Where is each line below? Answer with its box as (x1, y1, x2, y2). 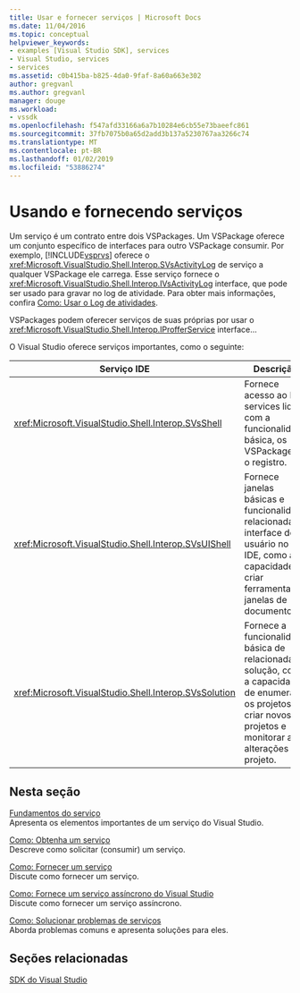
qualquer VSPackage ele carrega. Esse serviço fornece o (9, 269, 221, 280)
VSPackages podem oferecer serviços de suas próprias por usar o (9, 315, 254, 326)
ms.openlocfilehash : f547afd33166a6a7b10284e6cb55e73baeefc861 (9, 122, 250, 131)
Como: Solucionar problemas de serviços (9, 915, 162, 926)
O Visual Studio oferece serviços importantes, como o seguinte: (9, 342, 245, 352)
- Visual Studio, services (9, 55, 110, 64)
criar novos (244, 709, 292, 721)
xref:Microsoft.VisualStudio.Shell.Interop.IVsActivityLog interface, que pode (9, 278, 287, 289)
